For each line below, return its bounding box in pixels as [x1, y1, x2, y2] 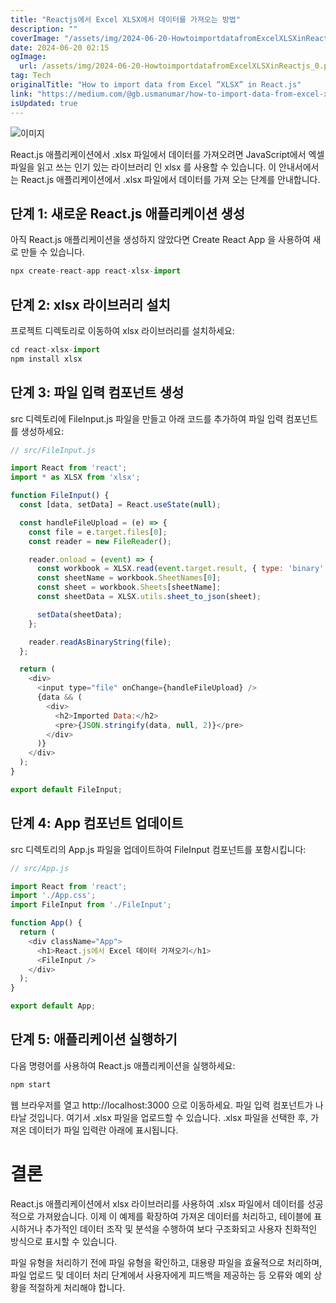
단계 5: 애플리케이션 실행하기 [10, 1031, 178, 1048]
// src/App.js [10, 863, 70, 873]
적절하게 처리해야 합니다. [28, 1281, 126, 1293]
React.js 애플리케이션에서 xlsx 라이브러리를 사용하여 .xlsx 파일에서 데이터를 [10, 1197, 305, 1210]
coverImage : [10, 33, 60, 43]
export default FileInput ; [10, 784, 123, 795]
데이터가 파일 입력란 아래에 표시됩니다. [28, 1124, 179, 1136]
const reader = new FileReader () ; [28, 536, 172, 546]
